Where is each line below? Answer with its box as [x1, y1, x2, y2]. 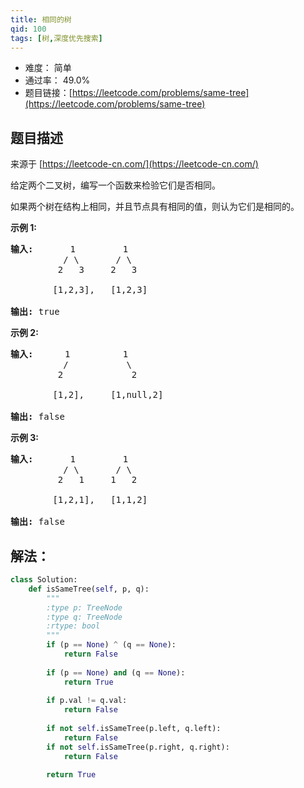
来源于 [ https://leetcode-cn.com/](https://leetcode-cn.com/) [10, 158, 259, 170]
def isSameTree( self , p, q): [28, 584, 150, 594]
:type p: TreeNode [46, 602, 123, 613]
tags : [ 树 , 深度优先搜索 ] [10, 33, 103, 43]
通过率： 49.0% [24, 74, 91, 86]
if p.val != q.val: [46, 696, 128, 706]
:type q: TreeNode [46, 612, 123, 622]
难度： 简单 [24, 62, 72, 74]
